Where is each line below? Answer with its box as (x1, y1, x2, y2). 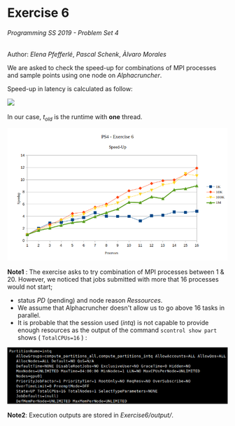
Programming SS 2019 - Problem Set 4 (7, 28, 119, 36)
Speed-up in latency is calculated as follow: (7, 85, 133, 93)
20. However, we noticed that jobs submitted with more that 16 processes (7, 275, 219, 284)
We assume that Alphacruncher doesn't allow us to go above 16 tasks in (17, 303, 225, 312)
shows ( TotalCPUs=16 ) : (17, 334, 87, 342)
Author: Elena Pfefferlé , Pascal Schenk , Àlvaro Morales (7, 50, 166, 59)
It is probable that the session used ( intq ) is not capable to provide (17, 319, 209, 327)
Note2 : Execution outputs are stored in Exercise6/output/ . (7, 411, 173, 420)
